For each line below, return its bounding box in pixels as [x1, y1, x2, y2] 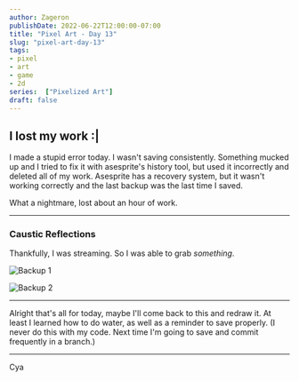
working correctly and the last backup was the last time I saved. [9, 180, 243, 191]
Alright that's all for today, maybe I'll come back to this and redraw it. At [9, 308, 271, 319]
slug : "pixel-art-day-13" [9, 37, 105, 47]
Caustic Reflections [9, 228, 96, 241]
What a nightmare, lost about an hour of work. [9, 197, 178, 209]
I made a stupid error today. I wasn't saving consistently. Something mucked [9, 152, 289, 163]
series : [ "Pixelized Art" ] [9, 87, 114, 96]
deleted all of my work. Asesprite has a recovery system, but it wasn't [9, 171, 265, 182]
